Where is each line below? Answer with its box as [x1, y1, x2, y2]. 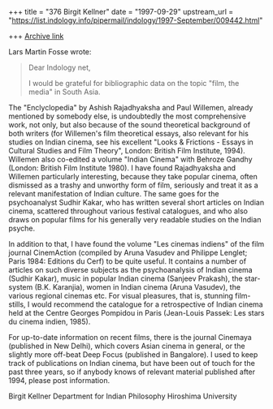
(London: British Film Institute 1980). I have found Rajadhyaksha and [8, 163, 236, 173]
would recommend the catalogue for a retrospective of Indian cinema [31, 299, 263, 309]
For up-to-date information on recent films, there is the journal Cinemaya [8, 333, 252, 342]
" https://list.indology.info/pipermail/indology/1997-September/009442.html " [8, 15, 263, 25]
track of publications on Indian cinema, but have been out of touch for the [8, 359, 256, 368]
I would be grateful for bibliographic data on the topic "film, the [28, 79, 240, 88]
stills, [8, 299, 26, 309]
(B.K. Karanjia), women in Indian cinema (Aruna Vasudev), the [34, 282, 241, 291]
